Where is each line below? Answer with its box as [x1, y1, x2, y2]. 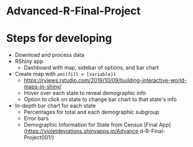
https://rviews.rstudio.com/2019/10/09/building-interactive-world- [23, 76, 187, 84]
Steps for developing [6, 32, 112, 45]
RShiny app [14, 58, 44, 65]
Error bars [23, 115, 49, 122]
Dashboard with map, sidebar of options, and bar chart [23, 64, 160, 71]
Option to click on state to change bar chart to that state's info [23, 96, 177, 103]
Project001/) [23, 134, 54, 141]
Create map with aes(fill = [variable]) [14, 71, 117, 78]
